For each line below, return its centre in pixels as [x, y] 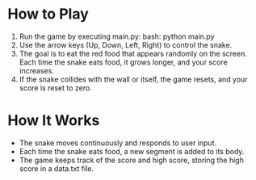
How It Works [54, 121]
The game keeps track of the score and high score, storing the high [131, 160]
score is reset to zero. [55, 88]
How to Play [48, 14]
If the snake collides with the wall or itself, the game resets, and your [133, 79]
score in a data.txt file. [57, 168]
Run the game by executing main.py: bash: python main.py [117, 36]
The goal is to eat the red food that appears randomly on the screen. [133, 53]
